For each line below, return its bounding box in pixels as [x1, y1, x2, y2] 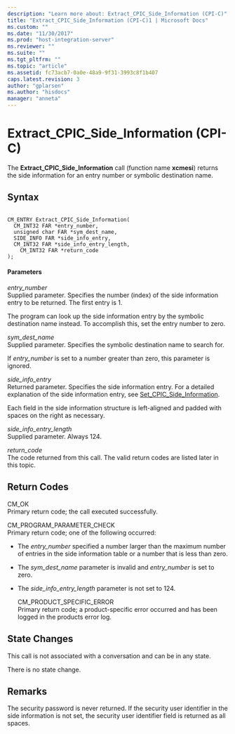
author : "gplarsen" [7, 82, 65, 89]
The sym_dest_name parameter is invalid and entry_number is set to [17, 563, 215, 571]
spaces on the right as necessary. [7, 411, 105, 419]
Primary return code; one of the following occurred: [7, 528, 156, 537]
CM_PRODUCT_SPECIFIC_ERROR [17, 598, 114, 606]
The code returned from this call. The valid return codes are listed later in [7, 453, 219, 461]
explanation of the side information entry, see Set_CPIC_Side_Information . [7, 390, 220, 398]
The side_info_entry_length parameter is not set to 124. [17, 584, 176, 592]
